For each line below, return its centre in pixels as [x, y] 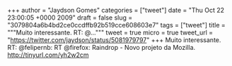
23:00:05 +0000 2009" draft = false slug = [70, 18]
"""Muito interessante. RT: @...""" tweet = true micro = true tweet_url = [110, 32]
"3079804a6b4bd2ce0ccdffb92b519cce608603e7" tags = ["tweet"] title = [117, 25]
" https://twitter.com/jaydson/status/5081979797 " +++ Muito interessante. [114, 40]
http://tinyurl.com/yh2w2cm [48, 55]
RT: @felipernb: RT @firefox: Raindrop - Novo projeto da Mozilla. [101, 47]
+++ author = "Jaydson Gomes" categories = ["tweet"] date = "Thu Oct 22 [116, 10]
